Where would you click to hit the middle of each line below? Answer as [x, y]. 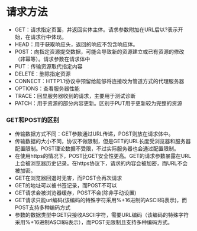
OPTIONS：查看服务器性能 [47, 88]
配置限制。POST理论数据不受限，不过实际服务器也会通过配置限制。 [97, 148]
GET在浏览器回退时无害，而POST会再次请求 [68, 178]
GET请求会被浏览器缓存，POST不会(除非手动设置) [75, 193]
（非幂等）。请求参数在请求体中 [52, 59]
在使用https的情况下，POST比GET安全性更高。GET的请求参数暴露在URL [103, 156]
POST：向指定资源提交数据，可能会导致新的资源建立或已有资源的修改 [99, 51]
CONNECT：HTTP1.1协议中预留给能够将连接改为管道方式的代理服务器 [99, 81]
